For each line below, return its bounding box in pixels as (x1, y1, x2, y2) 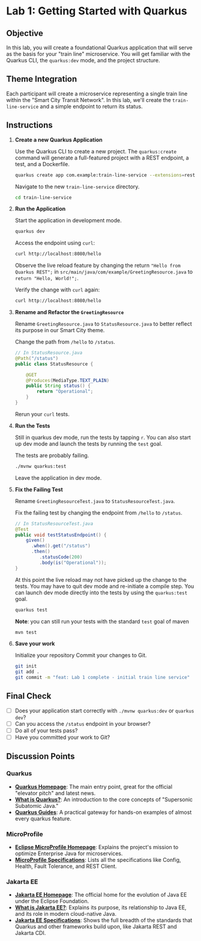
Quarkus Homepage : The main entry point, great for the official (14, 783, 173, 790)
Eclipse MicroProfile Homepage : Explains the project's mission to (14, 844, 179, 851)
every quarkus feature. (14, 814, 72, 822)
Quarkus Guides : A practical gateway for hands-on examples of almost (14, 808, 192, 816)
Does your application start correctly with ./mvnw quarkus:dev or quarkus (14, 706, 194, 714)
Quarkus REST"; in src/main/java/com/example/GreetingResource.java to (14, 268, 193, 275)
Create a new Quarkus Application (14, 136, 103, 143)
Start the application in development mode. (14, 217, 122, 224)
